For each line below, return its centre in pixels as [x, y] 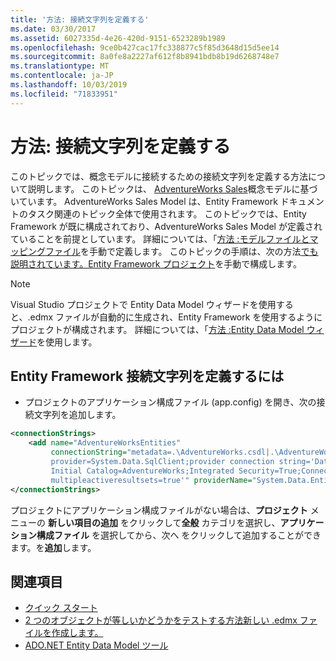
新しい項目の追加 [82, 522]
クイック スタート [61, 608]
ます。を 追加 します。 [53, 547]
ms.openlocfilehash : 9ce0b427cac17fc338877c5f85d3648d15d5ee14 [145, 47]
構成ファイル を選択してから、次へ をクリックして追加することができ [179, 535]
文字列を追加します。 [77, 415]
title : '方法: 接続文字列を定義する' [80, 19]
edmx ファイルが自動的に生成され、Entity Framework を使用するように [176, 317]
